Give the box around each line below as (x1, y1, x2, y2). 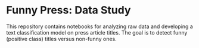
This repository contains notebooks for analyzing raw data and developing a (6, 23, 194, 30)
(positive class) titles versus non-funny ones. (6, 35, 117, 42)
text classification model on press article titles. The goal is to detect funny (6, 29, 188, 36)
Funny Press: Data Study (6, 4, 131, 17)
